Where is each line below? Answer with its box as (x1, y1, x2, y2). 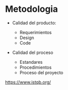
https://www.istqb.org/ (5, 79, 51, 85)
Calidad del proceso (12, 49, 53, 55)
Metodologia (5, 3, 58, 15)
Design (19, 35, 34, 41)
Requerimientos (19, 29, 52, 35)
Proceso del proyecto (19, 69, 64, 75)
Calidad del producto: (12, 20, 57, 26)
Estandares (19, 59, 43, 65)
